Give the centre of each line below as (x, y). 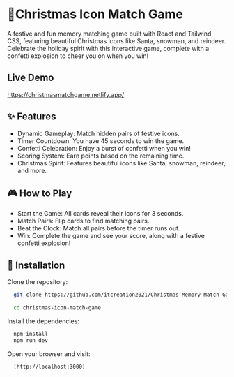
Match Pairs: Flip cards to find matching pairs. (83, 221)
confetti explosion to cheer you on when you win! (78, 56)
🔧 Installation (36, 265)
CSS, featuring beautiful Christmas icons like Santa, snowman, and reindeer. (117, 40)
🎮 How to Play (40, 193)
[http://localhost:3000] (49, 367)
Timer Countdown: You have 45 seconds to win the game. (101, 141)
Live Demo (31, 78)
